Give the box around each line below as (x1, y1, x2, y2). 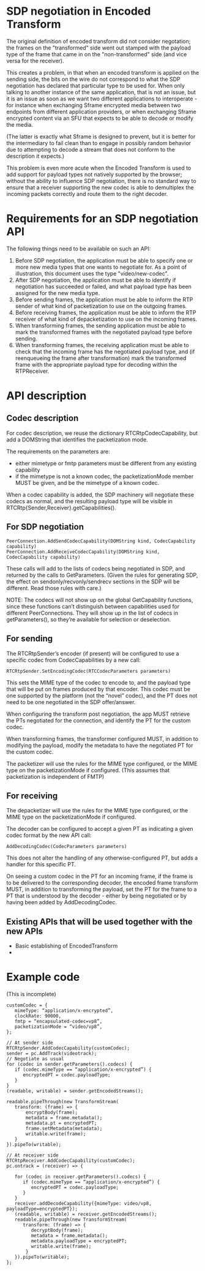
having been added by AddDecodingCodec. (6, 899, 117, 906)
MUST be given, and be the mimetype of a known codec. (15, 479, 160, 486)
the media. (6, 121, 34, 128)
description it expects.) (6, 152, 65, 160)
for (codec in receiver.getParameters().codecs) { (14, 1174, 147, 1180)
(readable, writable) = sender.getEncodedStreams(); (6, 1088, 144, 1094)
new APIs (6, 926, 43, 936)
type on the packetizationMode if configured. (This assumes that (6, 767, 170, 774)
